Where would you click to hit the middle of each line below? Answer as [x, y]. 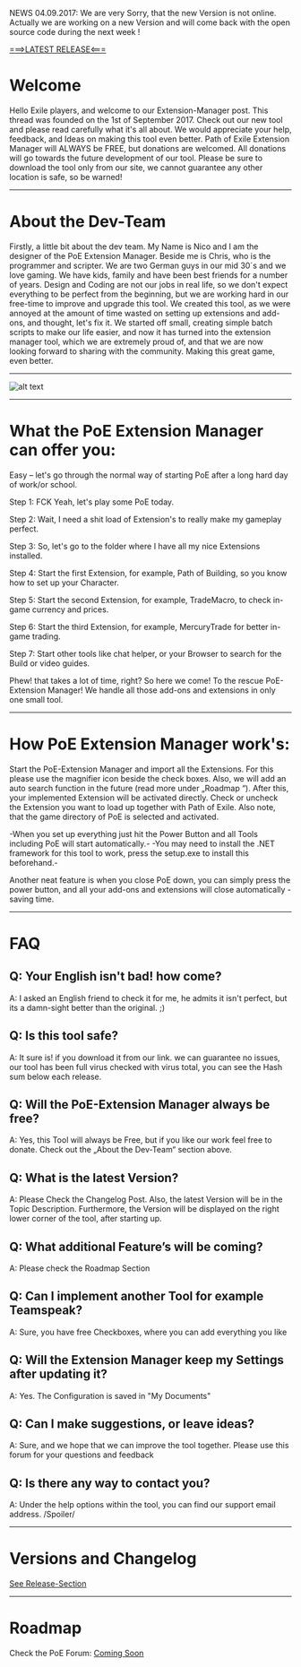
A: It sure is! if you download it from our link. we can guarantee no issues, [145, 1058]
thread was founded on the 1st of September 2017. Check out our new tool [146, 119]
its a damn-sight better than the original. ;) [87, 1007]
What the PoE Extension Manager [137, 432]
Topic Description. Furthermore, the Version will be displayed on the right [144, 1209]
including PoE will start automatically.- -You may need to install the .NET [142, 843]
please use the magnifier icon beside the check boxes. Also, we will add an [148, 778]
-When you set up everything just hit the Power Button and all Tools [133, 833]
